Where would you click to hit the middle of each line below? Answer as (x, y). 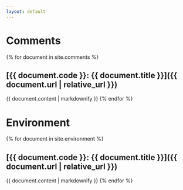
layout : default (26, 11)
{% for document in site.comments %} (52, 57)
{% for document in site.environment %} (55, 139)
